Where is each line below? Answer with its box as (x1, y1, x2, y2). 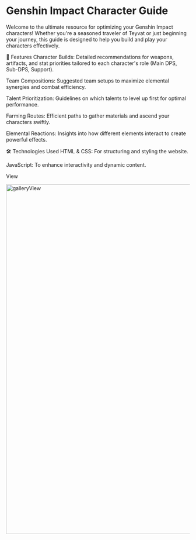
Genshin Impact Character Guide (6, 4, 169, 18)
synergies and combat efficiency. (6, 83, 86, 90)
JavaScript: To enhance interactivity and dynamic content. (6, 161, 146, 168)
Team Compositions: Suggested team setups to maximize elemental (6, 77, 169, 84)
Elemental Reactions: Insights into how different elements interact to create (6, 130, 187, 137)
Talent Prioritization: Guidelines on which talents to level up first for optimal (6, 95, 187, 102)
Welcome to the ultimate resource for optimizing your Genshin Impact (6, 23, 173, 30)
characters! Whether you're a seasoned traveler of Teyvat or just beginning (6, 29, 187, 36)
